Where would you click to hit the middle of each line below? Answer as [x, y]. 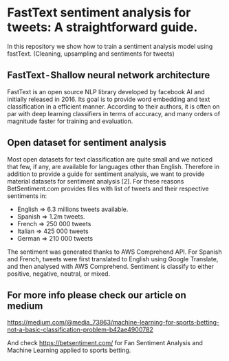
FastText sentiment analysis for [99, 13]
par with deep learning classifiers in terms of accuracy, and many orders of [114, 113]
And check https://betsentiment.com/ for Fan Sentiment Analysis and [105, 343]
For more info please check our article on [97, 295]
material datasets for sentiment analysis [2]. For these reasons [96, 181]
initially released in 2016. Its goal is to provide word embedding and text [109, 99]
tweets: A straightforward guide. [102, 27]
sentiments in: [27, 196]
